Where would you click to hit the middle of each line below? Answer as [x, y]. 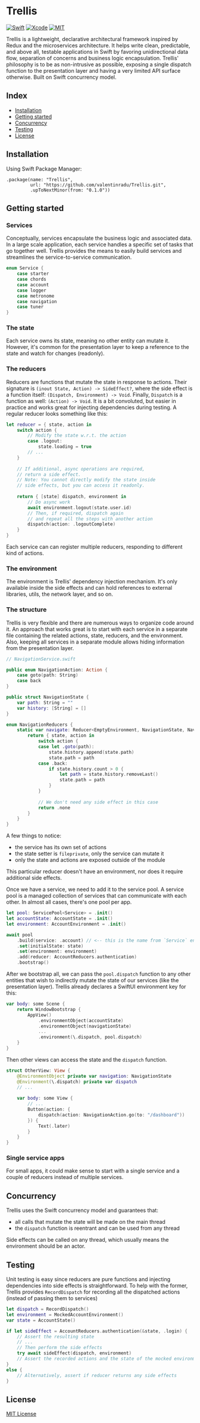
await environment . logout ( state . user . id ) [80, 508]
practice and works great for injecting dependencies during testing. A [91, 407]
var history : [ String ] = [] [51, 708]
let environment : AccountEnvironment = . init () [66, 924]
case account [33, 284]
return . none [54, 808]
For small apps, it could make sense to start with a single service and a [93, 1171]
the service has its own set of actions [61, 847]
